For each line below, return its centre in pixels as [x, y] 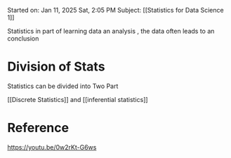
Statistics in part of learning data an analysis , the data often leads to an [111, 31]
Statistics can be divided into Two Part [63, 86]
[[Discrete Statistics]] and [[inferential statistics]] [78, 99]
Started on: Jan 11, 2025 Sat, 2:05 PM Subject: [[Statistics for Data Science [115, 10]
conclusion [23, 38]
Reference [38, 128]
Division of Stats [56, 67]
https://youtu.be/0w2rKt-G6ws [52, 147]
